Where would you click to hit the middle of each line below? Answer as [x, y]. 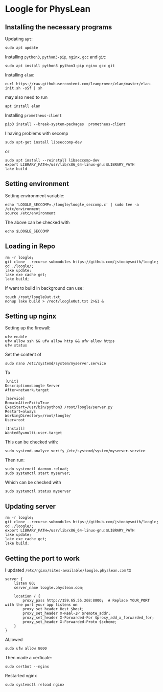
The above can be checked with [37, 222]
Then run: [15, 460]
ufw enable [16, 337]
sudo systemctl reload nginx [35, 685]
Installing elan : [20, 75]
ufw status [16, 346]
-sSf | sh [33, 88]
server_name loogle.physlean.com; [49, 588]
